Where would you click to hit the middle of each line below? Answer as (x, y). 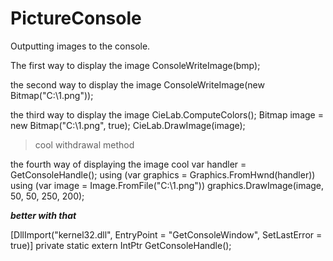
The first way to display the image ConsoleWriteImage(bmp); (135, 65)
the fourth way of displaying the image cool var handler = (128, 164)
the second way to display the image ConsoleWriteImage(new (137, 84)
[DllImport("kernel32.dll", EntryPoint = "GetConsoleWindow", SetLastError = (166, 234)
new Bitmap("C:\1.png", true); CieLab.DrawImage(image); (128, 125)
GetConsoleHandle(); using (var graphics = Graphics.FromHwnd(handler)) (163, 174)
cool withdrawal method (84, 144)
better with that (43, 215)
